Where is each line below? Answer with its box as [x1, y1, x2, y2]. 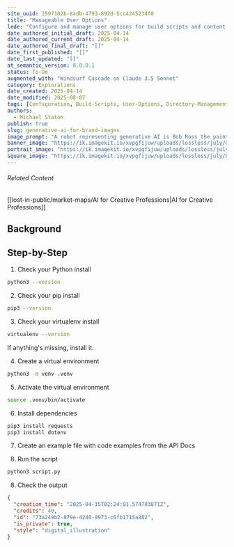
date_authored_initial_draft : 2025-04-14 [7, 29, 130, 37]
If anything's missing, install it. [7, 343, 94, 351]
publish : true [7, 120, 49, 127]
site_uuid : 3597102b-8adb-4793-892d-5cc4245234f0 [7, 10, 155, 17]
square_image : [7, 152, 49, 160]
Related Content [7, 174, 54, 182]
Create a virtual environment [17, 356, 100, 365]
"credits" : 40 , [13, 507, 58, 515]
